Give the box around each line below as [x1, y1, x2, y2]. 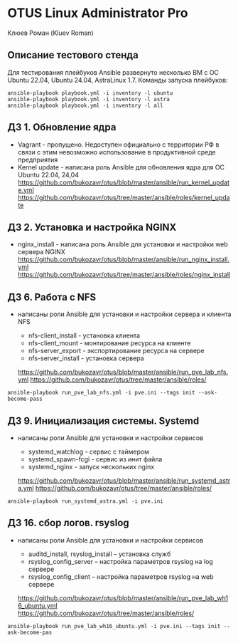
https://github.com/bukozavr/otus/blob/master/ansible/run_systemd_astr [17, 476, 231, 485]
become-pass [7, 395, 43, 403]
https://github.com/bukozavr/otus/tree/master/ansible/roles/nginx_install [17, 271, 231, 279]
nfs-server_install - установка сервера [28, 354, 144, 362]
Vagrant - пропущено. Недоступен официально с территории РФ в [17, 140, 220, 149]
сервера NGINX [17, 248, 65, 256]
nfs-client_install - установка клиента [28, 331, 141, 340]
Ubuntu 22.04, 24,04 [17, 170, 80, 179]
